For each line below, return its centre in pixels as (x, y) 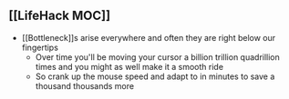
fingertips (40, 47)
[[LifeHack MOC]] (60, 16)
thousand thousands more (84, 85)
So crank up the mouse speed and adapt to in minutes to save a (155, 76)
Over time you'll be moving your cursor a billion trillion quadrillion (157, 57)
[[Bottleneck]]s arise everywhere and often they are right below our (149, 37)
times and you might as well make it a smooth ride (129, 66)
